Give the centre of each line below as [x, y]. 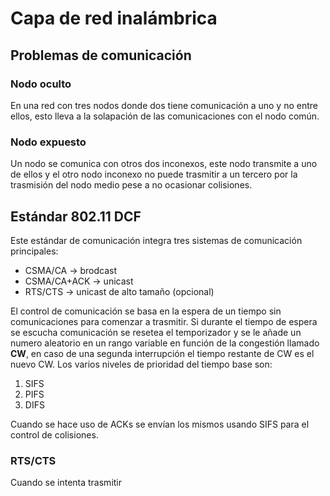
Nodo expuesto [48, 142]
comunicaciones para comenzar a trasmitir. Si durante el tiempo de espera [164, 321]
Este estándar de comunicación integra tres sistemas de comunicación [156, 240]
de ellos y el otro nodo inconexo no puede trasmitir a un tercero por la [154, 174]
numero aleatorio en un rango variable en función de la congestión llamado [165, 343]
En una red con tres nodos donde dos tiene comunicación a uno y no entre [164, 105]
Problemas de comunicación [101, 55]
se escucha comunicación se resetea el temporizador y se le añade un [156, 332]
